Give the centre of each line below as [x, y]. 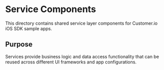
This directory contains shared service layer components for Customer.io [81, 23]
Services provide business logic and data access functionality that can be [82, 56]
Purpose [19, 45]
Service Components [51, 9]
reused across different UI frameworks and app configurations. [71, 62]
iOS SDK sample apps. [29, 28]
